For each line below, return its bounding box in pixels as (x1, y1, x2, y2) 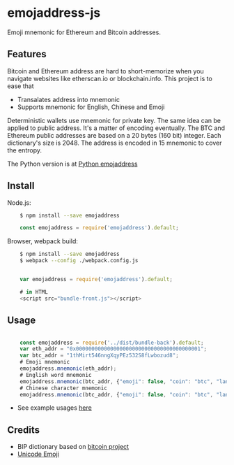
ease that (7, 82, 34, 90)
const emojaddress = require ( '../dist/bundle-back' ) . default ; (19, 339, 204, 346)
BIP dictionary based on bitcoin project (17, 443, 130, 451)
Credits (7, 424, 40, 436)
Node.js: (7, 198, 31, 207)
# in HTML (19, 288, 49, 295)
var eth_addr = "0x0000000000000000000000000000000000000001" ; (19, 345, 208, 352)
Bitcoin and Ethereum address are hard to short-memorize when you (7, 66, 204, 75)
